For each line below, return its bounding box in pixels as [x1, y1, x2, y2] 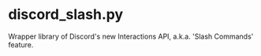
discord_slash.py [8, 6, 124, 24]
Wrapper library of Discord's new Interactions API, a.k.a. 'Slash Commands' [8, 32, 254, 41]
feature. [8, 39, 34, 49]
